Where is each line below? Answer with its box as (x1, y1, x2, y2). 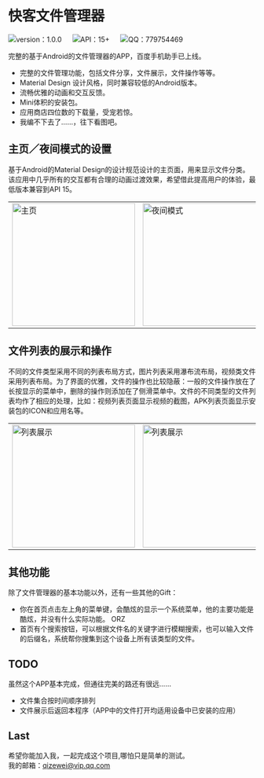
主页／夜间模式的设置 (8, 142, 112, 156)
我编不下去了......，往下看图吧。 (19, 117, 122, 127)
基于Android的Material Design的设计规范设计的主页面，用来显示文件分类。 (8, 164, 250, 174)
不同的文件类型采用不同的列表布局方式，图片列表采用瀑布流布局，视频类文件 (8, 366, 256, 376)
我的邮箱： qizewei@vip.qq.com (8, 761, 111, 770)
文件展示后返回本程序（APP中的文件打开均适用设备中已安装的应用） (19, 706, 240, 715)
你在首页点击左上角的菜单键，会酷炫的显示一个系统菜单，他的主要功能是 (19, 604, 254, 614)
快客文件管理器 (8, 7, 105, 25)
